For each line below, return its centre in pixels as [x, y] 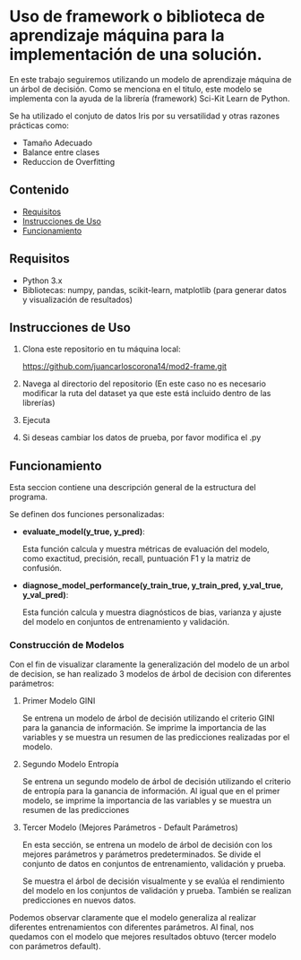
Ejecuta [36, 420]
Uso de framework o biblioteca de [138, 17]
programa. [28, 497]
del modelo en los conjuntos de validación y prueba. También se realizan [157, 891]
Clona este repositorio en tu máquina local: [101, 349]
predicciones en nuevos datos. [79, 900]
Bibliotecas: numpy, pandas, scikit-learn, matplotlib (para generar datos [154, 290]
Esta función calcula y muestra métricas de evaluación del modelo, [146, 549]
